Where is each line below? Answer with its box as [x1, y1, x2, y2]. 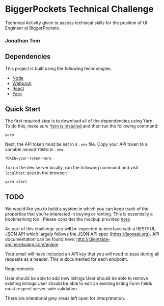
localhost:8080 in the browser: [5, 170, 68, 176]
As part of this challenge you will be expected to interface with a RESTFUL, [5, 226, 157, 232]
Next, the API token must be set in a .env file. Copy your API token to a [5, 141, 148, 147]
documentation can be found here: [5, 236, 75, 242]
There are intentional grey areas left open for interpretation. [5, 295, 125, 301]
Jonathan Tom [5, 37, 40, 44]
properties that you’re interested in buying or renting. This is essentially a [5, 211, 153, 217]
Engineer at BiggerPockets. [5, 25, 60, 31]
